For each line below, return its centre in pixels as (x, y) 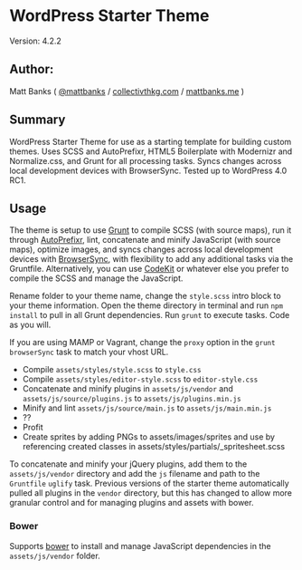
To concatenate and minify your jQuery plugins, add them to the (128, 464)
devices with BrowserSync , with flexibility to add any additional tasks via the (151, 259)
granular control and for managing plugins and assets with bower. (132, 503)
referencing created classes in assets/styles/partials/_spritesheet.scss (154, 447)
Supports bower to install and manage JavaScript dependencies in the (140, 546)
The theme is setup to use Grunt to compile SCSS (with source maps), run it (151, 230)
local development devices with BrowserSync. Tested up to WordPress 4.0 (148, 170)
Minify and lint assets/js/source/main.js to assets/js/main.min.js (147, 408)
